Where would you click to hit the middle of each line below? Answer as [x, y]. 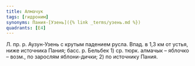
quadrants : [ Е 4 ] [26, 28]
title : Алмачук [25, 11]
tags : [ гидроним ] [27, 17]
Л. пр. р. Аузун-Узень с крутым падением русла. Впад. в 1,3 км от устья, [97, 44]
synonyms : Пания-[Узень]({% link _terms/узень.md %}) [74, 22]
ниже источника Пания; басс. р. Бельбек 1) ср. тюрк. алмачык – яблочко [98, 51]
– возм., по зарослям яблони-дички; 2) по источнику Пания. [82, 57]
